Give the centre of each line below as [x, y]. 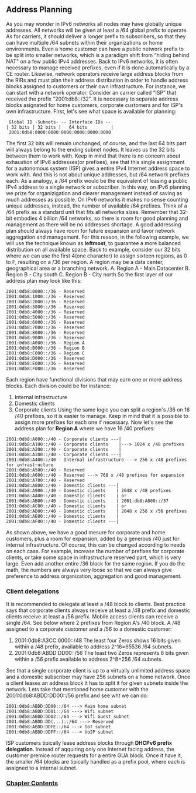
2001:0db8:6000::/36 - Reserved [45, 322]
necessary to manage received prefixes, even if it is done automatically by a [98, 68]
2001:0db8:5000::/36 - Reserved [45, 317]
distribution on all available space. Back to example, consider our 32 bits [93, 249]
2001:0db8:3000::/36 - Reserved [45, 307]
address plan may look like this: [44, 280]
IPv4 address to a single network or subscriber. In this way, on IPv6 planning [98, 187]
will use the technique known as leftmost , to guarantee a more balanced [94, 243]
